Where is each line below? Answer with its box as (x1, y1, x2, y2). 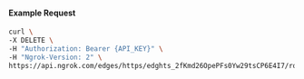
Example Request (8, 7, 76, 18)
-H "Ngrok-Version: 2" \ (8, 53, 103, 62)
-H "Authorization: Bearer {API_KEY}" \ (8, 44, 164, 54)
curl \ (8, 27, 34, 36)
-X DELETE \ (8, 36, 54, 45)
